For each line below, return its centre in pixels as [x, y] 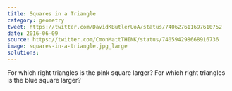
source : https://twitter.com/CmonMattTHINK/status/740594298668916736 [113, 40]
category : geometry [36, 20]
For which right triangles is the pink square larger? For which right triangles [116, 72]
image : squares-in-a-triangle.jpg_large [68, 46]
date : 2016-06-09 [33, 33]
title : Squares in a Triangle [52, 14]
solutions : [23, 53]
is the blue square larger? [44, 80]
